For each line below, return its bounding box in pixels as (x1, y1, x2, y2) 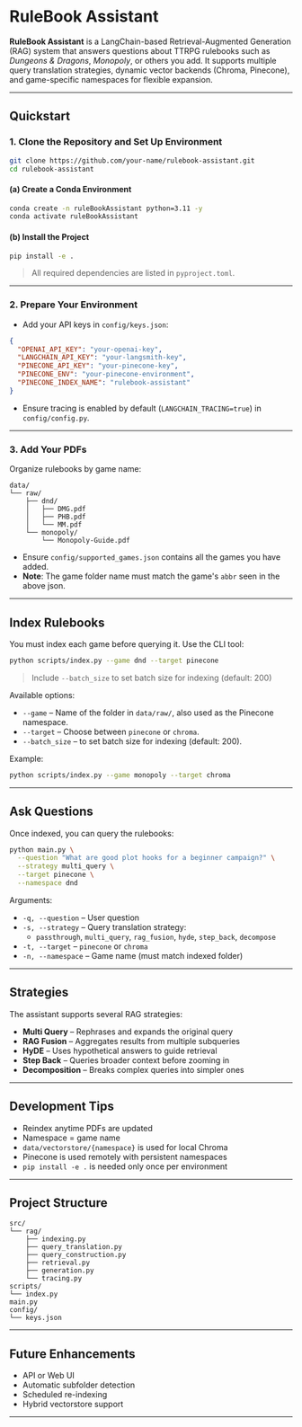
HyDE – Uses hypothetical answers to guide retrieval (22, 1045, 218, 1056)
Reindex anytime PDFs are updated (22, 1122, 153, 1133)
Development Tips (9, 1099, 114, 1114)
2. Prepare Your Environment (9, 298, 138, 311)
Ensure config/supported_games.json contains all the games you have (22, 552, 281, 563)
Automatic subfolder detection (22, 1379, 136, 1390)
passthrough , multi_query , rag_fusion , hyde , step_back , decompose (35, 931, 277, 942)
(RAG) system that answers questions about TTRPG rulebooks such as (9, 45, 271, 56)
